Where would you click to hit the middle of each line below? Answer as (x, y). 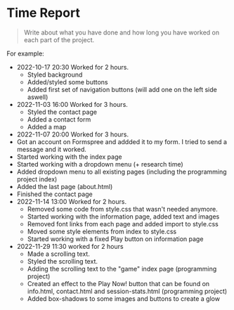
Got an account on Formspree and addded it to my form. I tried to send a (122, 141)
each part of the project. (59, 39)
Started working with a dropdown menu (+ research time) (100, 164)
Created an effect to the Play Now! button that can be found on (118, 283)
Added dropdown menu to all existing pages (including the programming (122, 172)
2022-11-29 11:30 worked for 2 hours (70, 246)
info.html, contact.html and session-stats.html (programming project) (127, 291)
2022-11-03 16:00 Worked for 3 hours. (72, 104)
